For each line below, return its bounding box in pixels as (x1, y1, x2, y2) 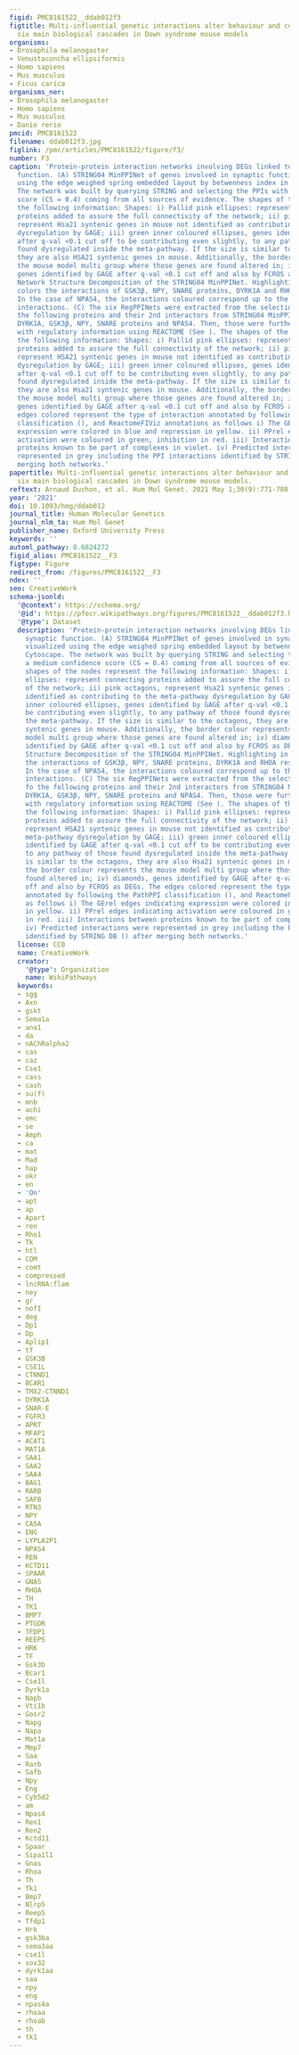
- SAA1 (17, 1453, 42, 1463)
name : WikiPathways (25, 973, 98, 982)
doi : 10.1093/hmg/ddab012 (9, 501, 105, 510)
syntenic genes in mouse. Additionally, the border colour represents (25, 725, 293, 735)
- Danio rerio (9, 121, 62, 130)
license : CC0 (17, 940, 66, 949)
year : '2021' (9, 493, 58, 502)
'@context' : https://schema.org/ (17, 601, 141, 610)
